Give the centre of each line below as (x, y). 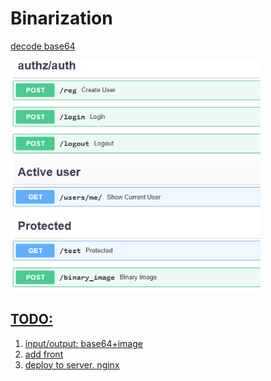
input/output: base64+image (83, 343)
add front (44, 354)
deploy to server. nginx (72, 364)
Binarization (61, 18)
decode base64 (43, 46)
